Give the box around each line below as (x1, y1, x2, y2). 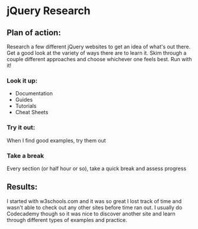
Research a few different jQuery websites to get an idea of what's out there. (6, 43, 191, 50)
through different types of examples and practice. (6, 216, 127, 223)
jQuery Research (6, 4, 91, 18)
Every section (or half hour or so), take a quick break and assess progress (6, 165, 187, 172)
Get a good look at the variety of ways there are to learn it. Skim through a (6, 49, 187, 57)
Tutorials (15, 102, 37, 109)
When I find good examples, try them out (6, 137, 106, 144)
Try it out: (6, 124, 35, 132)
